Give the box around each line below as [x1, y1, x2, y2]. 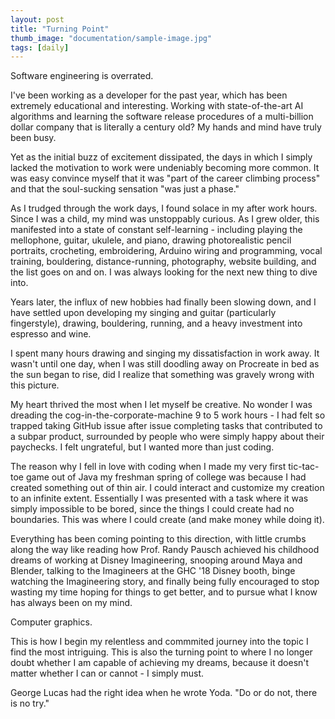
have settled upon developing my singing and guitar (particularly [10, 307, 277, 319]
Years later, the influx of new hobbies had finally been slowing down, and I [10, 296, 317, 308]
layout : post [10, 14, 65, 25]
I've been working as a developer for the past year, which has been [10, 89, 288, 101]
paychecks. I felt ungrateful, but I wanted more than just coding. [10, 441, 275, 453]
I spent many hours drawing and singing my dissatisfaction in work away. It [10, 347, 320, 360]
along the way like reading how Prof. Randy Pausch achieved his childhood [10, 544, 320, 556]
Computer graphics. [10, 616, 93, 628]
